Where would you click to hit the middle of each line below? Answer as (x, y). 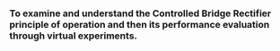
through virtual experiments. (73, 36)
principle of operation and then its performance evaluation (140, 24)
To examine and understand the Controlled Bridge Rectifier (140, 13)
